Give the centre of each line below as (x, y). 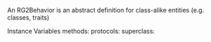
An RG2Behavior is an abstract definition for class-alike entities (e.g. (106, 10)
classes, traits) (28, 17)
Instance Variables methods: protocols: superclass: (81, 31)
